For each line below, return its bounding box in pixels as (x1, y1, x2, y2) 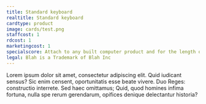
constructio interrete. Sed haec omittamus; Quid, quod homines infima (6, 84, 184, 92)
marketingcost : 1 (6, 43, 51, 50)
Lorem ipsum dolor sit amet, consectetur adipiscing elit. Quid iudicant (6, 71, 182, 78)
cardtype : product (6, 20, 53, 26)
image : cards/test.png (6, 26, 64, 32)
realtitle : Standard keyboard (6, 15, 84, 21)
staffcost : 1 (6, 32, 40, 38)
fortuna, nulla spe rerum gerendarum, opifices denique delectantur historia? (6, 91, 198, 98)
